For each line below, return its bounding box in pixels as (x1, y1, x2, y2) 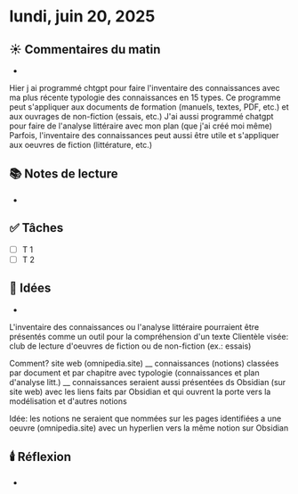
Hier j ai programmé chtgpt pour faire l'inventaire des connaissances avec (9, 83, 280, 93)
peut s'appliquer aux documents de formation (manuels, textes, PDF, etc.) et (9, 102, 289, 112)
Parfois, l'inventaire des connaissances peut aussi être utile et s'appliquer (9, 130, 279, 140)
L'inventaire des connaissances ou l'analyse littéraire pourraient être (9, 321, 260, 332)
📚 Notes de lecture (9, 167, 118, 182)
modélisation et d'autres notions (9, 395, 127, 407)
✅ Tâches (9, 220, 64, 235)
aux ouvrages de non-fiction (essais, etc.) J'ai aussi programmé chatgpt (9, 111, 274, 121)
